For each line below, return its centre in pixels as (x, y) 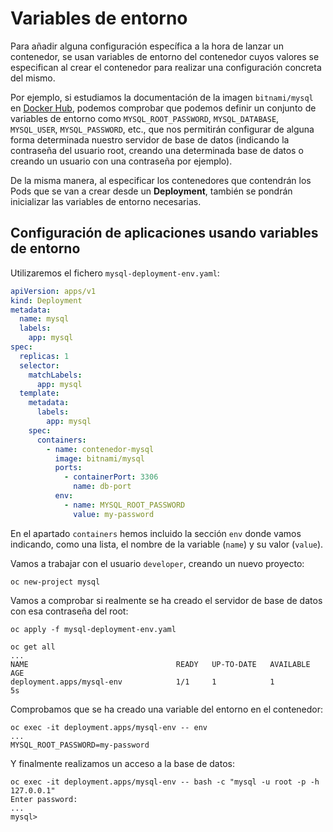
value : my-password (114, 514)
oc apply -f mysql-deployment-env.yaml (93, 629)
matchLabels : (55, 375)
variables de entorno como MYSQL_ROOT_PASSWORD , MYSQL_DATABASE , (145, 118)
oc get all (33, 647)
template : (39, 393)
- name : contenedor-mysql (100, 449)
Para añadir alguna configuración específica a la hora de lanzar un (147, 46)
